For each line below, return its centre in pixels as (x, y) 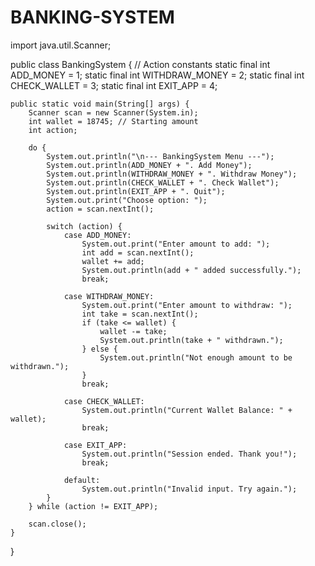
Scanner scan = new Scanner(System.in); (113, 112)
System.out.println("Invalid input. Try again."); (189, 489)
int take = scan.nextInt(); (140, 314)
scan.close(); (57, 524)
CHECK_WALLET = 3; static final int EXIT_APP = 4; (114, 85)
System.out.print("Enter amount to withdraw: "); (187, 305)
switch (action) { (84, 226)
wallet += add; (113, 261)
